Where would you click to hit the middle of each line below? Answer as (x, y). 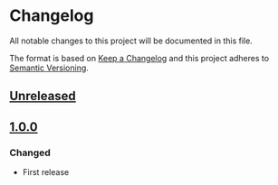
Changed (30, 153)
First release (46, 172)
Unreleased (43, 96)
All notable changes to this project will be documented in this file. (131, 41)
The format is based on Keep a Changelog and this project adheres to (139, 58)
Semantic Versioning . (49, 68)
